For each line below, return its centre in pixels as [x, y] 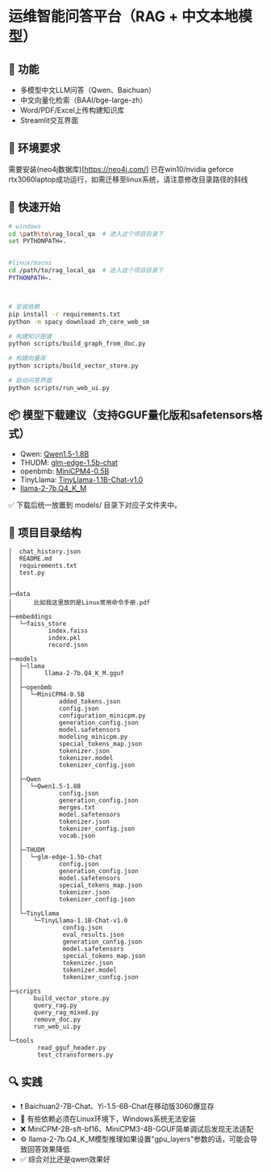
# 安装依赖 [24, 307]
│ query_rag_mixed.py [54, 1013]
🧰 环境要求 [34, 148]
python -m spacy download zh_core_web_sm [79, 321]
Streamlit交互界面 [49, 120]
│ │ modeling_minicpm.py [68, 737]
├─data [19, 594]
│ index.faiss [48, 631]
